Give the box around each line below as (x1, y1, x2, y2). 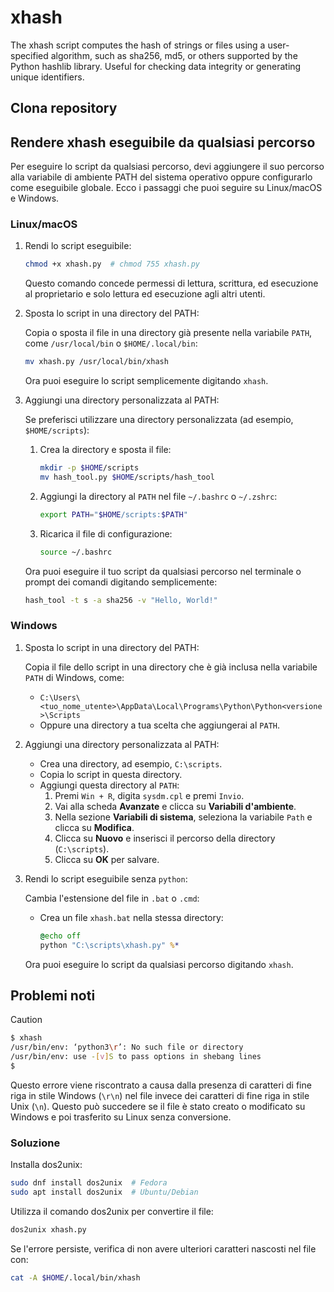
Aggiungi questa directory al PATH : (39, 779, 180, 791)
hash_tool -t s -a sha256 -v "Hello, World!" (24, 595, 218, 605)
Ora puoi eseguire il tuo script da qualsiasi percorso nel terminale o (24, 565, 302, 577)
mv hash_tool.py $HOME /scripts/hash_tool (39, 472, 215, 483)
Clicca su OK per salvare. (54, 853, 160, 865)
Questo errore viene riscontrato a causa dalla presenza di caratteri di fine (10, 1079, 312, 1091)
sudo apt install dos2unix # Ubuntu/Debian (10, 1187, 199, 1198)
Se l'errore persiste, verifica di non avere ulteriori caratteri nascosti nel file (10, 1242, 317, 1255)
